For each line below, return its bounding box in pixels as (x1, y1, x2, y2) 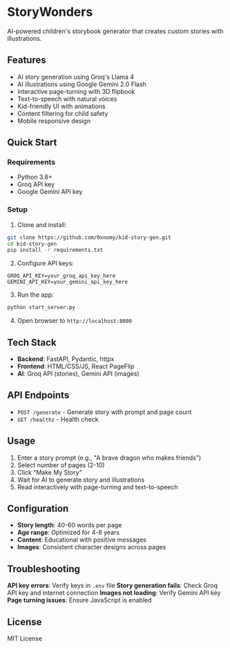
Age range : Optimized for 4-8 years (17, 529, 119, 537)
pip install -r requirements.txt (7, 246, 104, 254)
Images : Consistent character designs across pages (17, 543, 166, 551)
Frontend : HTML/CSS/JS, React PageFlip (17, 362, 135, 371)
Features (7, 55, 46, 66)
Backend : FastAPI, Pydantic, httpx (17, 355, 115, 363)
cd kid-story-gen (7, 240, 57, 247)
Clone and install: (17, 220, 67, 228)
